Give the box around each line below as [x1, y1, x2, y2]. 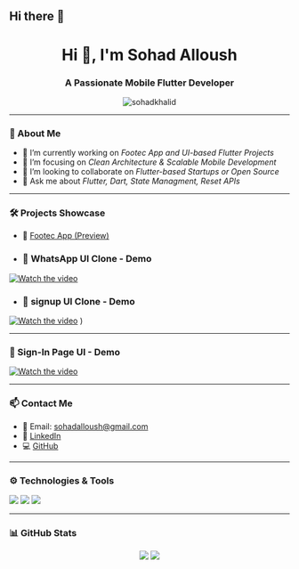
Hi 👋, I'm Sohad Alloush [61, 45, 238, 65]
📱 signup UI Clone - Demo [21, 295, 135, 307]
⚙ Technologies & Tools [9, 474, 115, 486]
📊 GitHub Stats [9, 526, 77, 539]
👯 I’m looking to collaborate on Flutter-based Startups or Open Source [21, 167, 279, 177]
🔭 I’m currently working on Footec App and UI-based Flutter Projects [21, 148, 274, 159]
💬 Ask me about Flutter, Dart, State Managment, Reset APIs [21, 175, 240, 187]
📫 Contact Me [9, 397, 73, 410]
